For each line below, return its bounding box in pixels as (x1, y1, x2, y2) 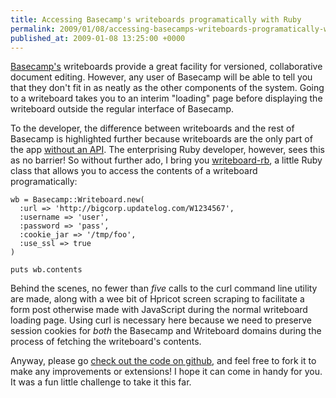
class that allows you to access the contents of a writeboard (10, 165, 258, 177)
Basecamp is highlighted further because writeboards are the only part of (10, 133, 313, 145)
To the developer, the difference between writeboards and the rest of (10, 122, 295, 135)
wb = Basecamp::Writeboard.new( (10, 195, 145, 205)
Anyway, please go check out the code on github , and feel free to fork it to (10, 355, 317, 367)
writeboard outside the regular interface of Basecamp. (10, 103, 235, 115)
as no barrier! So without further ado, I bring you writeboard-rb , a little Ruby (10, 154, 323, 166)
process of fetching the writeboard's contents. (10, 336, 202, 348)
